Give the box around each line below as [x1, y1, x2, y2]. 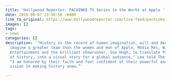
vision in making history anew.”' [10, 64, 83, 69]
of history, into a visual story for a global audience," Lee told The [10, 54, 165, 60]
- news [5, 31, 19, 36]
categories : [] [5, 36, 38, 41]
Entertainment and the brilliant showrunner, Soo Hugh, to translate [10, 50, 160, 55]
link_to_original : [5, 17, 44, 22]
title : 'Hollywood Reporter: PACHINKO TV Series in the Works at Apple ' [5, 7, 165, 13]
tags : [5, 26, 17, 31]
